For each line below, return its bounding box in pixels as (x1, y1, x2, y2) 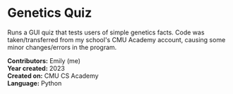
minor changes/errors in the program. (7, 43, 117, 51)
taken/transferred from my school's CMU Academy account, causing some (7, 35, 226, 43)
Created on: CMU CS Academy (7, 72, 99, 80)
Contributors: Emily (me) (7, 56, 81, 65)
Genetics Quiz (7, 5, 92, 21)
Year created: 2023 (7, 64, 65, 72)
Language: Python (7, 79, 62, 87)
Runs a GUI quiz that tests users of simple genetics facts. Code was (7, 28, 205, 36)
